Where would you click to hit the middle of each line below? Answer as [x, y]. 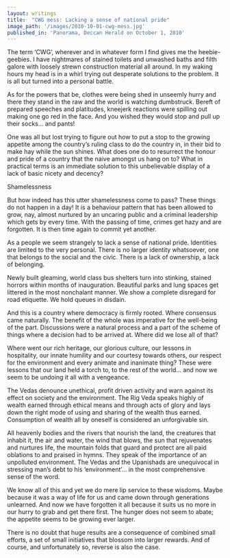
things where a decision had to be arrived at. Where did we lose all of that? [113, 335]
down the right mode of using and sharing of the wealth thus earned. [104, 412]
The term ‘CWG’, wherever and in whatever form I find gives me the [102, 52]
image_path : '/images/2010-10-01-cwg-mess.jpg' [76, 26]
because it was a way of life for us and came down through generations [108, 498]
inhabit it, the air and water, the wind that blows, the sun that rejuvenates [110, 441]
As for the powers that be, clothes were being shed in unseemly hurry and [112, 95]
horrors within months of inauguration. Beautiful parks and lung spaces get [113, 285]
